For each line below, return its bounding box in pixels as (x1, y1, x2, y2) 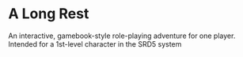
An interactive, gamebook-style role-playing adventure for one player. (8, 31, 236, 40)
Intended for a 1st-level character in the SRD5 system (8, 39, 182, 48)
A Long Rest (8, 5, 89, 23)
